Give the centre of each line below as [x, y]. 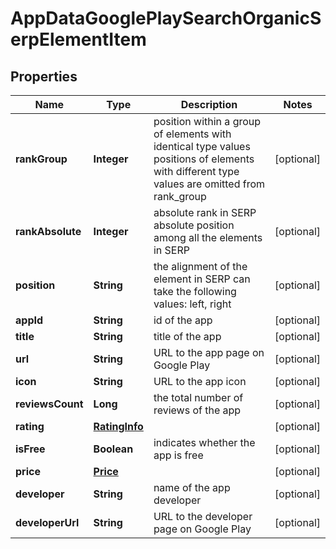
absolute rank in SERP [205, 212]
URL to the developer [203, 516]
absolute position [194, 225]
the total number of [198, 397]
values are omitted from [209, 184]
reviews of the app [197, 410]
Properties [44, 76]
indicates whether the [204, 442]
